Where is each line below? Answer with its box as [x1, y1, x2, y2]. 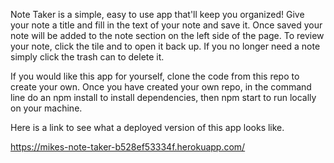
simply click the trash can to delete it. [10, 51, 165, 63]
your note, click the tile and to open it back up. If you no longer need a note [10, 40, 321, 52]
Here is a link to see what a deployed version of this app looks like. [10, 122, 285, 133]
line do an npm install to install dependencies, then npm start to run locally [10, 92, 317, 103]
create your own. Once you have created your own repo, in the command [10, 81, 312, 93]
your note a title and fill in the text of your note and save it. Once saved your [10, 19, 323, 31]
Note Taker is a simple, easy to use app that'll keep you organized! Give [10, 9, 305, 20]
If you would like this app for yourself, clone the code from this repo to [10, 70, 300, 82]
